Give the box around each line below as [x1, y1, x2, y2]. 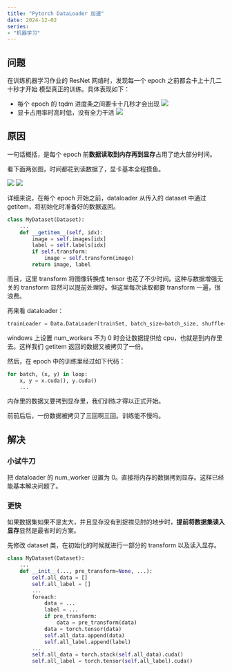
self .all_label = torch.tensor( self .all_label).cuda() [32, 658, 193, 665]
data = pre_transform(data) [56, 619, 137, 626]
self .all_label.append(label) [43, 639, 131, 645]
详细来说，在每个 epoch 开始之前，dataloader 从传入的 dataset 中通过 [7, 193, 206, 202]
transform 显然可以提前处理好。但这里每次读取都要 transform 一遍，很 [20, 283, 221, 291]
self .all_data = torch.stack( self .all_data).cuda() [32, 651, 184, 659]
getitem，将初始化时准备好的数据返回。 [7, 202, 119, 211]
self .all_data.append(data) [43, 632, 126, 639]
